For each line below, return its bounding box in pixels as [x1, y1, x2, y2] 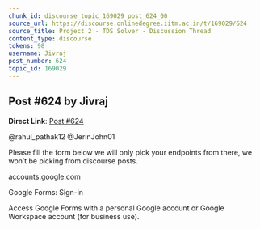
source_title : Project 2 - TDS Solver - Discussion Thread [8, 27, 212, 35]
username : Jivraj [8, 49, 67, 57]
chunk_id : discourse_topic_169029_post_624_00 [8, 11, 168, 20]
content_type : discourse [8, 34, 92, 43]
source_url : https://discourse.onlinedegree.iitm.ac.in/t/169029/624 [8, 19, 248, 28]
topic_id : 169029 [8, 65, 67, 73]
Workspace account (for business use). [8, 211, 140, 221]
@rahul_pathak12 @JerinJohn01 [8, 131, 115, 142]
